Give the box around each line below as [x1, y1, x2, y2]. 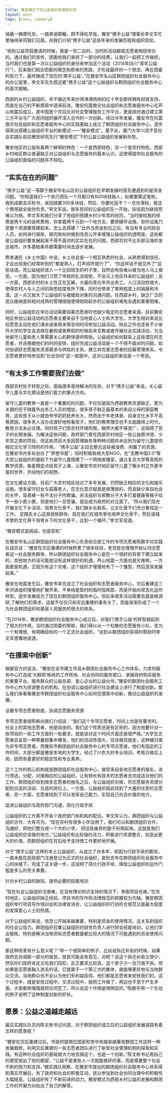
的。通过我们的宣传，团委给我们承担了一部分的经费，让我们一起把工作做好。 [5, 54, 163, 60]
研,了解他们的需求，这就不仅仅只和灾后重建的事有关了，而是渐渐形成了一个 [5, 600, 160, 605]
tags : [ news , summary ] [5, 17, 52, 22]
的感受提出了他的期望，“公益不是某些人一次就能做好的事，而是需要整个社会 [5, 1057, 161, 1063]
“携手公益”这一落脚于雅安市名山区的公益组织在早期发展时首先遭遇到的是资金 [5, 188, 162, 194]
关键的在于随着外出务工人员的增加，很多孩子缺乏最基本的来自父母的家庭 [5, 407, 154, 412]
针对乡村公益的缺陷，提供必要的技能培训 [5, 878, 88, 884]
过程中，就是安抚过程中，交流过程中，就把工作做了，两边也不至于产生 [9, 979, 154, 985]
